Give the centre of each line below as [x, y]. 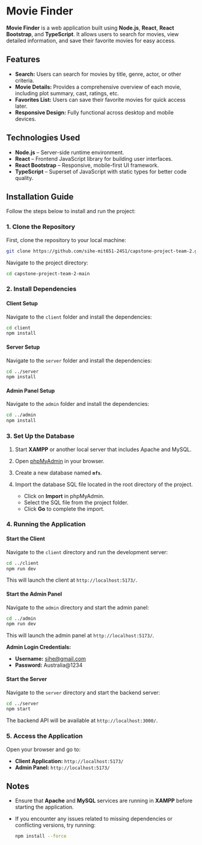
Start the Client [26, 539]
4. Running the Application [46, 524]
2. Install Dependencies [41, 289]
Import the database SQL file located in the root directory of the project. [104, 484]
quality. [24, 178]
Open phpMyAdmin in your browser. [60, 461]
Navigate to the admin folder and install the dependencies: [78, 404]
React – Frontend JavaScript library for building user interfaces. [94, 158]
